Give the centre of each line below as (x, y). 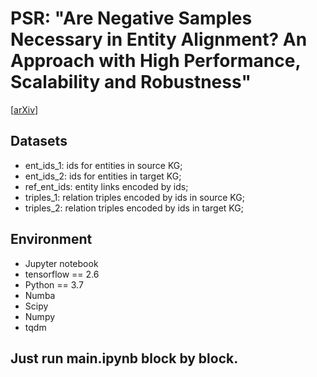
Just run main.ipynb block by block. (124, 358)
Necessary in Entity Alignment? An (159, 39)
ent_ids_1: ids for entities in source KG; (103, 165)
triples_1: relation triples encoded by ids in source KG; (134, 197)
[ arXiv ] (24, 109)
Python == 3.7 (54, 284)
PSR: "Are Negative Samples (131, 18)
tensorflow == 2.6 (62, 274)
